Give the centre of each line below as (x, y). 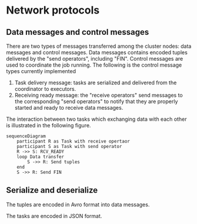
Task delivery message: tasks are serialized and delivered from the (96, 83)
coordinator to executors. (45, 89)
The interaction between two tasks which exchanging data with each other (96, 119)
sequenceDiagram (26, 136)
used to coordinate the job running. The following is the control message (94, 65)
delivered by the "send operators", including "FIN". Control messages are (95, 59)
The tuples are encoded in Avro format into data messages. (78, 205)
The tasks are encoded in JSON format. (54, 216)
